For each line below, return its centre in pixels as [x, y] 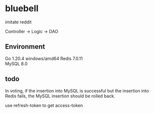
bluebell [22, 9]
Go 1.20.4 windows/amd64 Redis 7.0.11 [44, 58]
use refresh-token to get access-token [44, 105]
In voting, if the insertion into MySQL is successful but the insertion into [77, 91]
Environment [25, 47]
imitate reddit [18, 22]
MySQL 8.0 [16, 63]
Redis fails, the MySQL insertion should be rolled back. [60, 96]
